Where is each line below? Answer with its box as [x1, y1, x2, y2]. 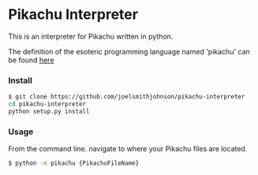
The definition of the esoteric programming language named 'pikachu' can [8, 47, 250, 56]
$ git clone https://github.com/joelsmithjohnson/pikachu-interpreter [8, 93, 245, 101]
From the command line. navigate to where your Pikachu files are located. [8, 144, 248, 154]
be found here [8, 55, 54, 65]
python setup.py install [8, 107, 90, 115]
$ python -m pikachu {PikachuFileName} [8, 159, 140, 167]
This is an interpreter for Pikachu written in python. [8, 32, 174, 41]
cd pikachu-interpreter [8, 100, 87, 108]
